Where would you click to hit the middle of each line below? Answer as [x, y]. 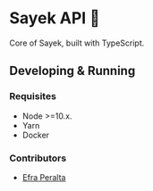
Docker [36, 135]
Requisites [33, 96]
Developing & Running [72, 71]
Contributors [38, 158]
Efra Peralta [44, 177]
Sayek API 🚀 [55, 18]
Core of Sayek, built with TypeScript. [77, 43]
